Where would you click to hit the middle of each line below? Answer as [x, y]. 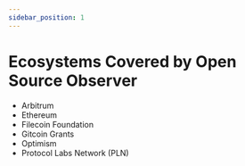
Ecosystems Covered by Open [122, 61]
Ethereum [39, 115]
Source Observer [73, 80]
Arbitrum [37, 105]
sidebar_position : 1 [47, 17]
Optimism [39, 143]
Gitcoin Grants [48, 134]
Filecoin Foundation [57, 124]
